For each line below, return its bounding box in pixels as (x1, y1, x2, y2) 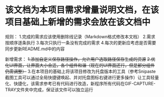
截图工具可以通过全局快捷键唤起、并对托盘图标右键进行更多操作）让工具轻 (5, 74, 155, 80)
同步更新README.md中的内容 (5, 46, 65, 52)
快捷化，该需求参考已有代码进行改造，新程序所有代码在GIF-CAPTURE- (13, 80, 156, 86)
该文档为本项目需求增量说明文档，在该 (5, 4, 160, 16)
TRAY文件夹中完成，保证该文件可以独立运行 (5, 86, 94, 93)
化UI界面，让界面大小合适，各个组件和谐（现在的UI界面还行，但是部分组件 (5, 62, 155, 68)
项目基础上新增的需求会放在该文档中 (5, 17, 151, 28)
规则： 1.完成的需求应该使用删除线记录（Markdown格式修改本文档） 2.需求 (5, 34, 155, 39)
